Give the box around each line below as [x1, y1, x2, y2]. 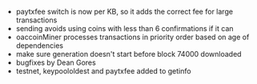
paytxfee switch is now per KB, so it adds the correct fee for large [15, 7, 234, 16]
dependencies [15, 41, 64, 50]
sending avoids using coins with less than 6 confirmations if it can [15, 24, 234, 33]
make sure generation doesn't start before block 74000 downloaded [15, 50, 242, 58]
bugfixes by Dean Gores [15, 58, 96, 67]
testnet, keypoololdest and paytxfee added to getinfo [15, 66, 191, 75]
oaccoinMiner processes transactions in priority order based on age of [15, 32, 250, 42]
